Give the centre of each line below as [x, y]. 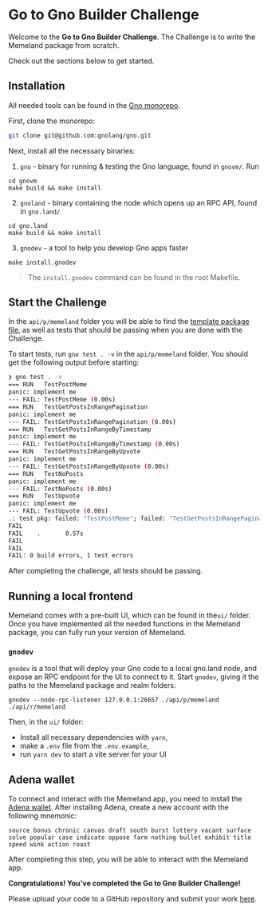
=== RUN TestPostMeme [48, 385]
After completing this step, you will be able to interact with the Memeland [128, 859]
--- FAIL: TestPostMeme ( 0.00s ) [62, 400]
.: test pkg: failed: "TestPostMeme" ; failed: [87, 519]
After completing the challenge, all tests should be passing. [106, 571]
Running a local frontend [71, 596]
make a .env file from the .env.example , [84, 746]
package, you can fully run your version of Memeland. [97, 633]
